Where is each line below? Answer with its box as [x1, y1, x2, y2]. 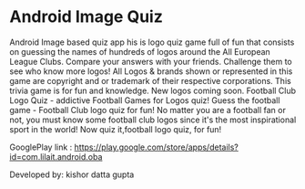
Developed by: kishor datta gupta [9, 169, 135, 180]
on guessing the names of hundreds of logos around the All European [9, 46, 270, 57]
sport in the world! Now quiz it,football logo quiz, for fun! [9, 123, 222, 134]
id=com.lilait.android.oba [9, 151, 103, 162]
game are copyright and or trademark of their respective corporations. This [9, 75, 291, 86]
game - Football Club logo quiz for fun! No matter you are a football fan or [9, 104, 287, 115]
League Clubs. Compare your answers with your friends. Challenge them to [9, 56, 293, 67]
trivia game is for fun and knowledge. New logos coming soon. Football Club [9, 85, 297, 96]
